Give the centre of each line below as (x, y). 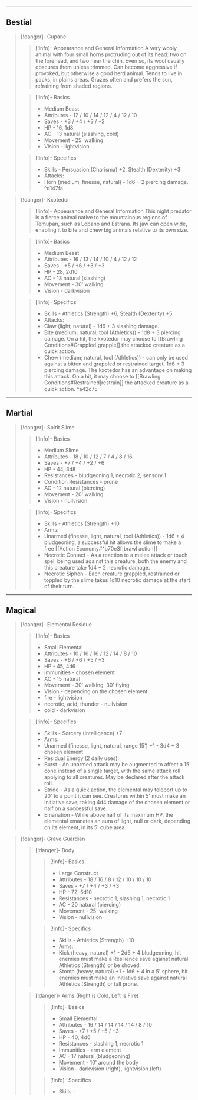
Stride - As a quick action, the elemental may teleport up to (115, 790)
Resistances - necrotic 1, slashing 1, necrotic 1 (114, 898)
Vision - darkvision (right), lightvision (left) (110, 1069)
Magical (21, 611)
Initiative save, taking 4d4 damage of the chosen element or (117, 803)
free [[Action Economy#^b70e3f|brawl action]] (101, 548)
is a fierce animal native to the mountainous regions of (101, 217)
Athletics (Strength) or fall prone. (98, 984)
